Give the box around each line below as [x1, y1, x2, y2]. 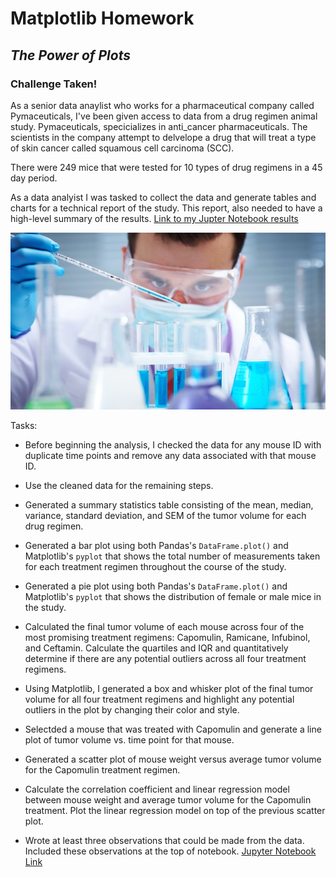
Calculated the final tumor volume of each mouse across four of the [24, 621, 305, 633]
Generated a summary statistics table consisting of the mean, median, [24, 499, 314, 511]
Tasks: [10, 420, 38, 432]
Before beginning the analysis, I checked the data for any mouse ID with [24, 439, 322, 451]
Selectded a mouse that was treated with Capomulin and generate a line [24, 723, 322, 736]
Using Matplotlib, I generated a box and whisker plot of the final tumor [24, 683, 314, 695]
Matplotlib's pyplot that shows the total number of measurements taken [24, 550, 321, 562]
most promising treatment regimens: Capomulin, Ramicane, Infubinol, [24, 632, 311, 644]
